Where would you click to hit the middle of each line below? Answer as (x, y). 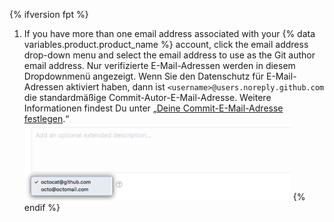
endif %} (42, 207)
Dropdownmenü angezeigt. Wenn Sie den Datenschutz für (144, 76)
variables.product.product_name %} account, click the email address (166, 44)
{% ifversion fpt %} (49, 14)
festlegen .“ (46, 118)
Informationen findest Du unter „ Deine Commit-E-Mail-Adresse (153, 108)
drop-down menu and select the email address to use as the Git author (169, 55)
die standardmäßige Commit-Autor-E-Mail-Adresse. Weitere (147, 97)
